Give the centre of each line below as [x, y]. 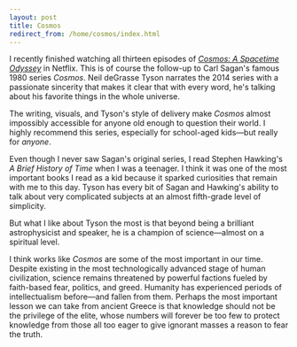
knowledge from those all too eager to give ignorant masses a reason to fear [149, 325]
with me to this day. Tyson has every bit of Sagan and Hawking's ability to [144, 188]
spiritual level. [35, 242]
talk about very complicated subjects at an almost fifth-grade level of [135, 197]
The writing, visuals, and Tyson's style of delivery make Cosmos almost [140, 114]
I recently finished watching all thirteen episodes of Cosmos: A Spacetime [144, 59]
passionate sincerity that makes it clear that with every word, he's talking [142, 87]
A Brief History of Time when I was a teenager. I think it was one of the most [148, 168]
